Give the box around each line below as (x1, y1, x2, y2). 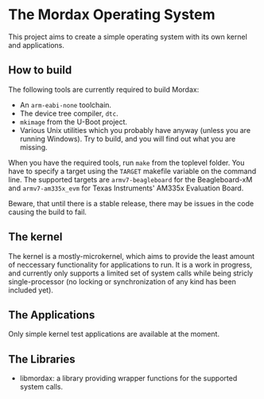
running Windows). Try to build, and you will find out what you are (19, 134, 236, 143)
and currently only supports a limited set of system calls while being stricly (8, 268, 254, 278)
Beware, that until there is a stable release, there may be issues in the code (8, 198, 254, 208)
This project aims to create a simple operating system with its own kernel (8, 32, 248, 41)
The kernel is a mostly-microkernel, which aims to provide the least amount (8, 251, 255, 260)
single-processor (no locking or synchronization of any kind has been (8, 276, 236, 286)
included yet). (8, 285, 54, 295)
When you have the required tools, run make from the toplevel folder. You (8, 158, 245, 167)
